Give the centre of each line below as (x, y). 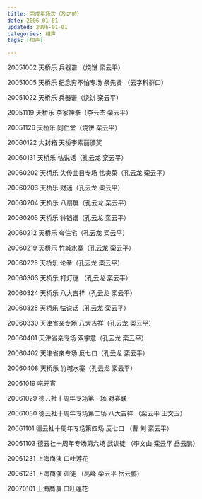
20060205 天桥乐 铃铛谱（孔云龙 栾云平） (69, 218)
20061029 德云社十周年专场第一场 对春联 (67, 398)
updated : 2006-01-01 (38, 27)
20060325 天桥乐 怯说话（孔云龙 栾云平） (69, 308)
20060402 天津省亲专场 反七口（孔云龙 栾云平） (78, 353)
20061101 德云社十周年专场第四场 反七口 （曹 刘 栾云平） (90, 428)
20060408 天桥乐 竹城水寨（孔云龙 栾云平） (72, 368)
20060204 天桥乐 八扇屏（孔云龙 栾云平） (69, 203)
